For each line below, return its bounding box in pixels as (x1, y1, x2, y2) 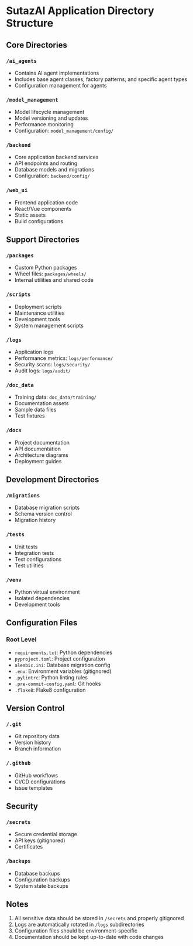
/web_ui (6, 187, 28, 194)
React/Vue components (14, 205, 72, 212)
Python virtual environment (14, 588, 80, 595)
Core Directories (6, 40, 67, 50)
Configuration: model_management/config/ (14, 127, 114, 134)
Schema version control (14, 510, 72, 517)
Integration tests (14, 549, 54, 556)
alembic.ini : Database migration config (14, 661, 111, 668)
